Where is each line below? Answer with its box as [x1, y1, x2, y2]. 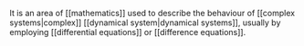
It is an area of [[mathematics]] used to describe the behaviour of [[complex [9, 8, 295, 18]
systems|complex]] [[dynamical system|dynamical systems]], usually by [9, 17, 281, 28]
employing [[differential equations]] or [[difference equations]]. [9, 27, 246, 37]
